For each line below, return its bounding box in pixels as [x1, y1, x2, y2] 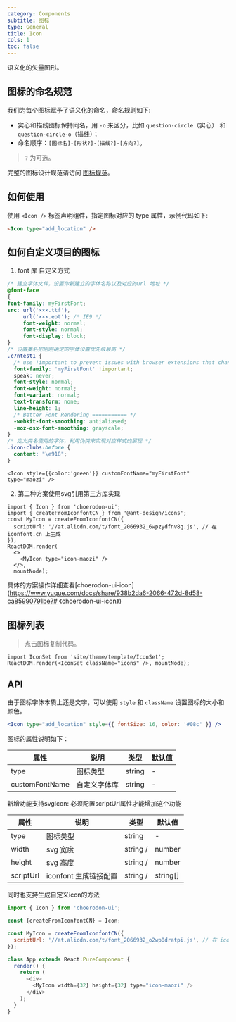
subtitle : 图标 [7, 17, 50, 24]
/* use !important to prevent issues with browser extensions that [13, 359, 216, 366]
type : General [7, 23, 49, 30]
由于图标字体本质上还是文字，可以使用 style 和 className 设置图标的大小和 [7, 698, 225, 706]
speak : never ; [13, 372, 55, 379]
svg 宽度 [46, 845, 74, 854]
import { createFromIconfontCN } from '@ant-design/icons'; [7, 509, 188, 516]
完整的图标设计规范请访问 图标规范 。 [7, 168, 114, 177]
